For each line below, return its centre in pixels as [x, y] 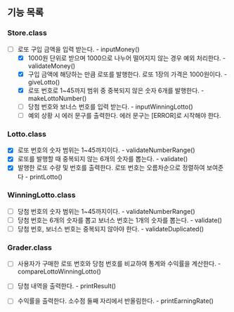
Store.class [27, 33]
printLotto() [46, 177]
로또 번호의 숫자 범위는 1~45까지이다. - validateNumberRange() [106, 150]
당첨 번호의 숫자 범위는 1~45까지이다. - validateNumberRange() [106, 211]
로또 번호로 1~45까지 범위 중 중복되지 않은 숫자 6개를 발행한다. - [116, 90]
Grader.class [30, 247]
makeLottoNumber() [57, 98]
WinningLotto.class [41, 195]
